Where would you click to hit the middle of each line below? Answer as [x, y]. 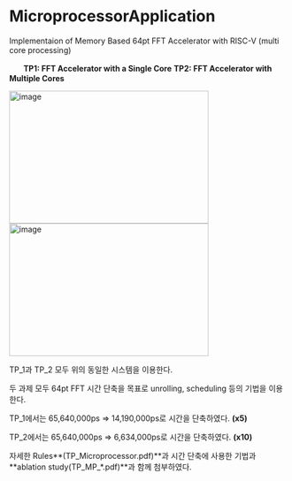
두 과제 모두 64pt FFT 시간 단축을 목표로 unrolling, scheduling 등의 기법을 [138, 388]
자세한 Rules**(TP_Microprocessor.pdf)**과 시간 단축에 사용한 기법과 [133, 455]
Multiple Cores [37, 78]
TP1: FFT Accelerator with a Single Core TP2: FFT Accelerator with [148, 68]
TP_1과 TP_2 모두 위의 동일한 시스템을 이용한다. [91, 370]
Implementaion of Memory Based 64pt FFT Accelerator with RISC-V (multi [144, 41]
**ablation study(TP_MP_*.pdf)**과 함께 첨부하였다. [100, 467]
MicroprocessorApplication [112, 16]
